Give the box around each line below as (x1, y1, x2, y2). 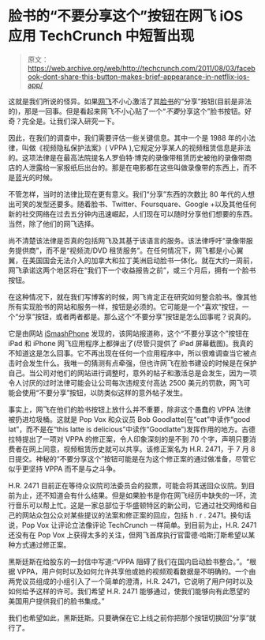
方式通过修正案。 (14, 540, 71, 549)
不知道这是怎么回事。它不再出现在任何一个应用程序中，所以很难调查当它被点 (8, 348, 257, 358)
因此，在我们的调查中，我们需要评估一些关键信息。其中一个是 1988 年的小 (8, 133, 249, 142)
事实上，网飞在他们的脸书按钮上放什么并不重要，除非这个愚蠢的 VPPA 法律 (8, 405, 252, 414)
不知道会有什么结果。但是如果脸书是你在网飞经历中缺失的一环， (42, 491, 250, 500)
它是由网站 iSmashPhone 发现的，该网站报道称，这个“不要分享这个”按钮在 (8, 329, 250, 338)
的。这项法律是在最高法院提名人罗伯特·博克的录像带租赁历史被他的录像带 (8, 152, 246, 162)
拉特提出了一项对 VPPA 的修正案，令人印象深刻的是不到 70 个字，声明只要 (8, 434, 250, 443)
